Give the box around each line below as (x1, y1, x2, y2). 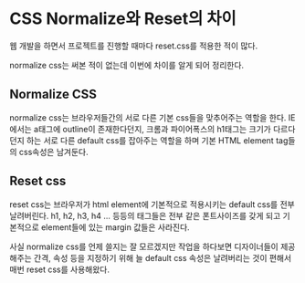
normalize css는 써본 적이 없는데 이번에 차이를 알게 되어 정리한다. (9, 59, 245, 70)
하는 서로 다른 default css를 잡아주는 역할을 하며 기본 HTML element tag (26, 134, 289, 146)
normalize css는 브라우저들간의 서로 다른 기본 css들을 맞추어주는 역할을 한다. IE (9, 111, 296, 123)
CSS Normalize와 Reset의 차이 (9, 8, 237, 29)
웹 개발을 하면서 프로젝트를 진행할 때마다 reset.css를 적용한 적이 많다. (9, 40, 258, 51)
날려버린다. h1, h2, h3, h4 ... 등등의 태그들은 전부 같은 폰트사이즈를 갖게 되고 (9, 210, 281, 221)
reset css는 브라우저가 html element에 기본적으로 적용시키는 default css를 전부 (9, 198, 295, 210)
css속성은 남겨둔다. (18, 146, 89, 157)
